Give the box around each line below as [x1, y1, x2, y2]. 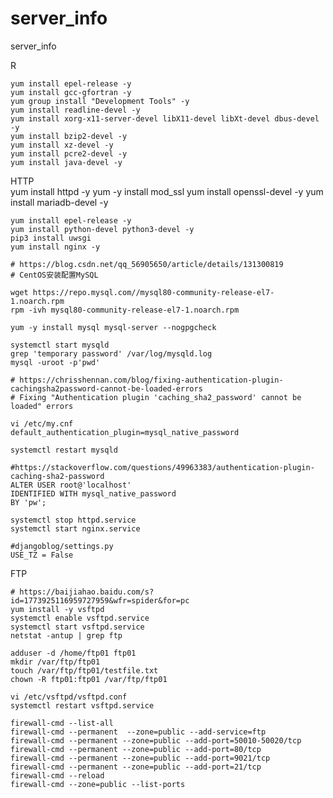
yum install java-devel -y [10, 157, 123, 167]
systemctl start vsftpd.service [10, 622, 145, 632]
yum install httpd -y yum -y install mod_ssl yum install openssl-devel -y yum [10, 185, 324, 197]
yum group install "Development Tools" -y [10, 96, 190, 106]
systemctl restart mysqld [10, 445, 118, 455]
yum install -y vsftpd [10, 604, 105, 614]
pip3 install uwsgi [10, 233, 92, 243]
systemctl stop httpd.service [10, 515, 137, 525]
